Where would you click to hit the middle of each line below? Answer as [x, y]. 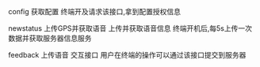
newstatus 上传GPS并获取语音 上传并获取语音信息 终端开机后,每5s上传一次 [130, 28]
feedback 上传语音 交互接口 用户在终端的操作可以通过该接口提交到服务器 [127, 55]
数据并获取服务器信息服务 [50, 38]
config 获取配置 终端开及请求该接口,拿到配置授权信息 [94, 11]
